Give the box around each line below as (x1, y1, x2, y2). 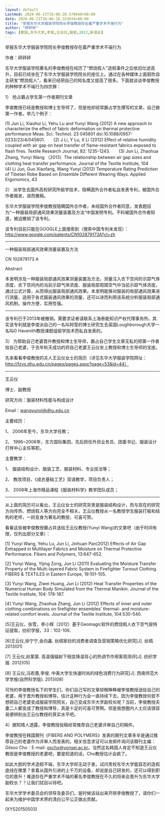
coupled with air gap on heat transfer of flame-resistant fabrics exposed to (5, 142, 156, 148)
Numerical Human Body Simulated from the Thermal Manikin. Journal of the (5, 586, 159, 592)
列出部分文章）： (18, 531, 51, 536)
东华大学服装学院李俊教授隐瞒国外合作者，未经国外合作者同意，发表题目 (5, 203, 151, 209)
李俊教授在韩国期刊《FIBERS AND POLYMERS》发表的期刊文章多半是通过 (5, 732, 154, 738)
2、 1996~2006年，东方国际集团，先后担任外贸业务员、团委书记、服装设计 (5, 439, 157, 444)
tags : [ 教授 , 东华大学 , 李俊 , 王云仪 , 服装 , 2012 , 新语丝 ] (5, 30, 104, 35)
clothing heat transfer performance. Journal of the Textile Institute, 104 (5, 160, 149, 166)
